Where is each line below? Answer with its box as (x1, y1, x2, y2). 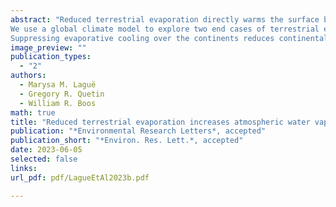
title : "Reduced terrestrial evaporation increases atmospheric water (10, 117, 311, 127)
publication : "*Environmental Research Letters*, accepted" (10, 126, 267, 136)
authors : (10, 71, 47, 81)
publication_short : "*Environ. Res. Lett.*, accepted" (10, 136, 244, 146)
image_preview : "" (10, 42, 87, 53)
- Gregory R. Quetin (19, 89, 105, 99)
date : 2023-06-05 (10, 145, 83, 155)
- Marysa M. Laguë (19, 80, 97, 90)
